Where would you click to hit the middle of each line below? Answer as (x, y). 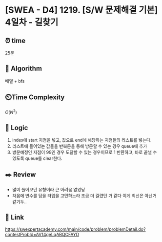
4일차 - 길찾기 (32, 22)
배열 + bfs (15, 81)
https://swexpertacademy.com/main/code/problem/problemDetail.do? (75, 229)
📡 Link (15, 217)
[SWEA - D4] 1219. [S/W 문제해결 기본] (81, 10)
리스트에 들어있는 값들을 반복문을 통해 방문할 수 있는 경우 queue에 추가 (80, 146)
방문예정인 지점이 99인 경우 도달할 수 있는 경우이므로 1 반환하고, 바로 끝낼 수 (84, 153)
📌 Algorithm (24, 69)
